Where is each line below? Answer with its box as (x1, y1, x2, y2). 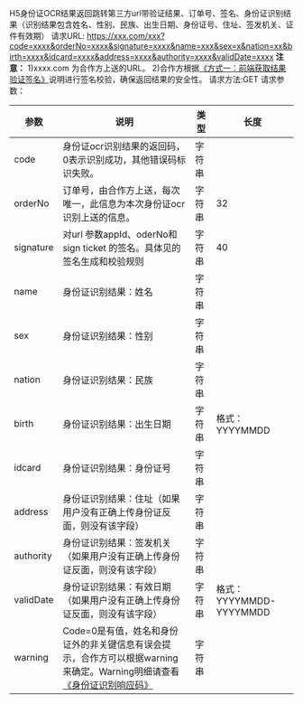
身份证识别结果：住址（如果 (62, 493, 180, 504)
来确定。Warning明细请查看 (62, 665, 180, 678)
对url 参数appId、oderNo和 (62, 229, 178, 240)
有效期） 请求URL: (16, 31, 86, 41)
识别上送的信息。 (62, 211, 135, 223)
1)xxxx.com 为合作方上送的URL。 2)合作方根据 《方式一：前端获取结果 (26, 62, 287, 73)
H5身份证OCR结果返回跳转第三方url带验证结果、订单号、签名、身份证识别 (9, 8, 284, 18)
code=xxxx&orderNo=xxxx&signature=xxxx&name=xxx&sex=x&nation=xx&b (9, 41, 293, 52)
